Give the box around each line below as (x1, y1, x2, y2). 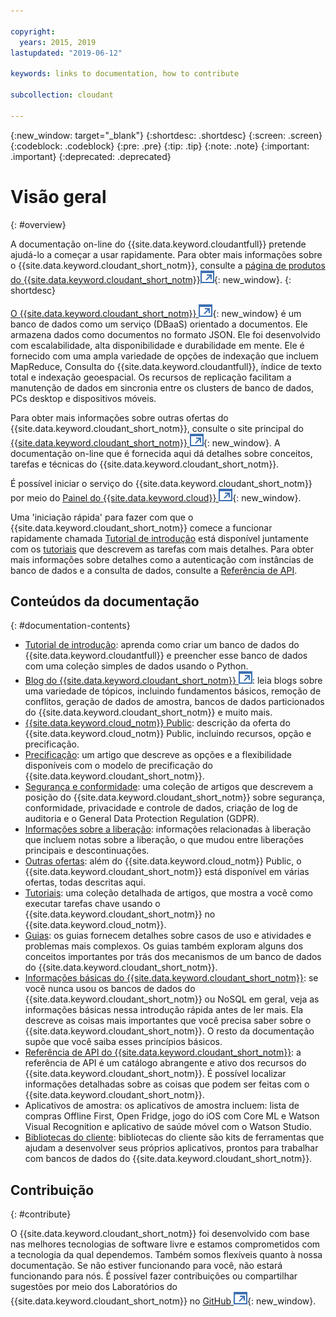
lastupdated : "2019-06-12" (10, 48, 123, 58)
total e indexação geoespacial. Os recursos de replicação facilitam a (10, 371, 292, 383)
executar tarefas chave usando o (24, 898, 161, 910)
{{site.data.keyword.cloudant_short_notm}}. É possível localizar (24, 1068, 287, 1080)
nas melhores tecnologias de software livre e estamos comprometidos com (10, 1238, 321, 1250)
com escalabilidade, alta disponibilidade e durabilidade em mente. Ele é (10, 339, 305, 351)
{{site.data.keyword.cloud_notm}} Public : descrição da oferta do (24, 717, 291, 729)
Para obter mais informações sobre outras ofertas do (10, 411, 229, 424)
